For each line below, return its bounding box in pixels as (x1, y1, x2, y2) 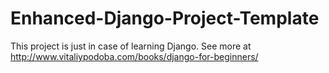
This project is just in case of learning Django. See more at (10, 40, 252, 52)
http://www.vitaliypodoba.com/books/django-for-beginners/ (10, 50, 259, 62)
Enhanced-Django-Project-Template (10, 7, 320, 30)
